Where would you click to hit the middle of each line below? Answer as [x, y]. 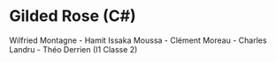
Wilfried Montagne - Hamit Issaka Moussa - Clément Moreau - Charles [138, 40]
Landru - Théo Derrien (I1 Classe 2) [73, 49]
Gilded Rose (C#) [73, 16]
